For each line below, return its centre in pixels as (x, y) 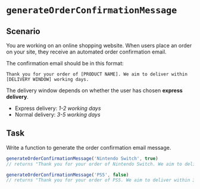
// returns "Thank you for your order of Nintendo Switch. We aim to (94, 164)
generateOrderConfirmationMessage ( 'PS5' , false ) (68, 175)
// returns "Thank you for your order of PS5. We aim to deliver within (98, 180)
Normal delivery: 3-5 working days (57, 114)
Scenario (23, 31)
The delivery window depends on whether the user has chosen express (94, 90)
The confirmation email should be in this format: (65, 63)
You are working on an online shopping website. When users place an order (99, 45)
